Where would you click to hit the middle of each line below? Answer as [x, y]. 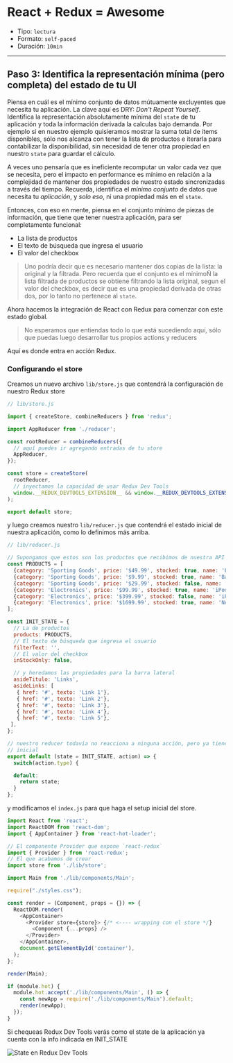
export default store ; [40, 512]
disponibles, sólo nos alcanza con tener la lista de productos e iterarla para [114, 139]
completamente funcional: [44, 224]
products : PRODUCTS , [43, 635]
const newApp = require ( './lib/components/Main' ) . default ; [107, 999]
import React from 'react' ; [48, 821]
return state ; [40, 782]
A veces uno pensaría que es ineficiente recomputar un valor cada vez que [114, 167]
